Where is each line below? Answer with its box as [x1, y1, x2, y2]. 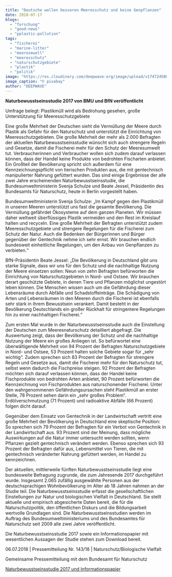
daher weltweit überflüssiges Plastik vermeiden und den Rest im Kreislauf [5, 215, 161, 221]
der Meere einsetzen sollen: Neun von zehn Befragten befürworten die [5, 268, 155, 274]
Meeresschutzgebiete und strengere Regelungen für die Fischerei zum [5, 225, 155, 231]
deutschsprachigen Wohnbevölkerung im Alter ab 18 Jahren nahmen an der [5, 482, 165, 489]
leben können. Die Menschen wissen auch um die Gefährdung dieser [5, 284, 151, 290]
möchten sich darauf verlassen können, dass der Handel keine [5, 370, 137, 376]
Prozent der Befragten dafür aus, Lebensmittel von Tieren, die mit [5, 445, 144, 452]
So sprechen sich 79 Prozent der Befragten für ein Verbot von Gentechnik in [5, 423, 166, 430]
